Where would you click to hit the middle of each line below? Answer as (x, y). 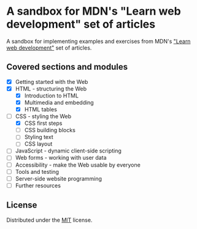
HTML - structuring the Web (51, 88)
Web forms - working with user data (61, 158)
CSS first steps (43, 123)
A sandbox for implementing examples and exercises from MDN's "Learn (98, 41)
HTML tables (41, 109)
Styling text (39, 137)
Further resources (38, 186)
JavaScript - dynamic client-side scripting (68, 151)
